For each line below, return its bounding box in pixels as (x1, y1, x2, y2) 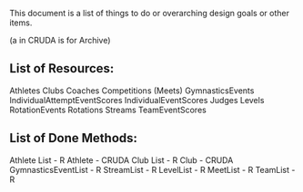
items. (9, 17, 33, 28)
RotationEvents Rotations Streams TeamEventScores (9, 104, 207, 115)
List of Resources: (9, 61, 115, 76)
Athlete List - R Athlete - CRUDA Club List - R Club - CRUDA (9, 154, 234, 166)
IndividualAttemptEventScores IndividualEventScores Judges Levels (9, 94, 265, 105)
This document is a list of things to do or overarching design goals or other (9, 8, 289, 18)
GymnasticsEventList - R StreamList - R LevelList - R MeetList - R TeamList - (9, 164, 296, 175)
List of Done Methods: (9, 130, 138, 146)
